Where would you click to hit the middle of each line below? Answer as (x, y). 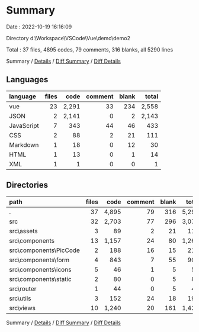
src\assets (24, 231)
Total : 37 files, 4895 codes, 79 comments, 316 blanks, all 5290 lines (90, 49)
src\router (23, 289)
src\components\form (39, 260)
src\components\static (41, 279)
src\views (22, 308)
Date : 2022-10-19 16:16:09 (39, 27)
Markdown (24, 144)
